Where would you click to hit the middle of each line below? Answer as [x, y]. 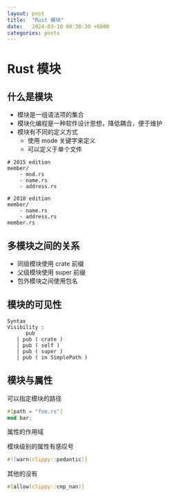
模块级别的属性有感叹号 [40, 447]
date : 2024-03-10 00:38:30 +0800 [58, 26]
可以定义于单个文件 [55, 149]
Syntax [17, 321]
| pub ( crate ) [40, 339]
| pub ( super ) [40, 351]
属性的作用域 [25, 432]
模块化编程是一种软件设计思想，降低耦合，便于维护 [90, 123]
